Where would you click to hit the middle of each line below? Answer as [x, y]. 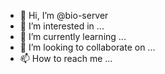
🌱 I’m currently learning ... [73, 36]
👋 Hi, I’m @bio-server [64, 15]
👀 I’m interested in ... [62, 26]
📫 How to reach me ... [66, 58]
